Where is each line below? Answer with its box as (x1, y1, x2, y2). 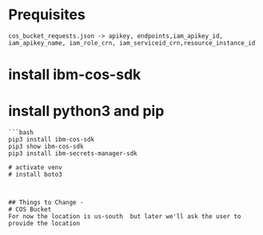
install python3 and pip (8, 102, 165, 121)
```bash (8, 129, 34, 137)
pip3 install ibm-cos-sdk (8, 136, 94, 144)
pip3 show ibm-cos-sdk (8, 142, 84, 151)
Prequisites (8, 6, 86, 24)
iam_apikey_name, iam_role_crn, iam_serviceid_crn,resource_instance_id (8, 38, 256, 47)
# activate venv (8, 164, 62, 172)
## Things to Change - (8, 198, 84, 207)
